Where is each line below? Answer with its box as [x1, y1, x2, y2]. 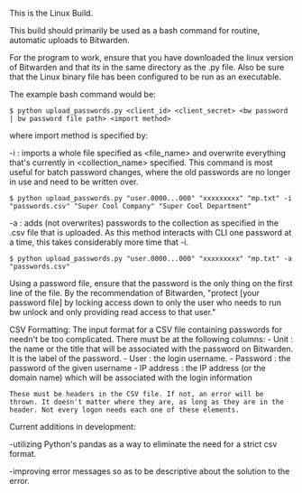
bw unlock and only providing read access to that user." [9, 307, 216, 317]
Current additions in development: [9, 422, 136, 432]
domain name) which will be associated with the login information [9, 372, 252, 383]
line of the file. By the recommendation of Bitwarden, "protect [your [9, 288, 260, 298]
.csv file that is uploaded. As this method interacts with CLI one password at [9, 228, 292, 237]
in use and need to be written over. [9, 176, 139, 187]
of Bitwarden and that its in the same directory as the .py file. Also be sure [9, 62, 285, 72]
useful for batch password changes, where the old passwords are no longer [9, 167, 291, 177]
